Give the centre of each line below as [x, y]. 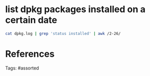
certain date [31, 20]
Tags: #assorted [22, 68]
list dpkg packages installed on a [75, 9]
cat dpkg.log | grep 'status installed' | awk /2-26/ [63, 33]
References [30, 54]
